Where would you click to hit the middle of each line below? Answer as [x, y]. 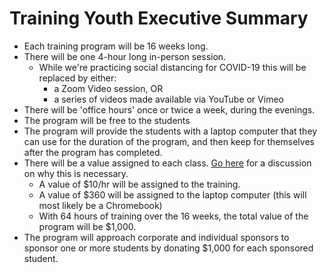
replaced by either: [77, 78]
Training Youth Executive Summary [159, 18]
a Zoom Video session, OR [108, 88]
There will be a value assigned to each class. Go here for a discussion [167, 163]
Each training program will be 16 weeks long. [116, 46]
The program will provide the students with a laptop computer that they [170, 131]
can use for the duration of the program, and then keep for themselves [169, 141]
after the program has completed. [93, 152]
